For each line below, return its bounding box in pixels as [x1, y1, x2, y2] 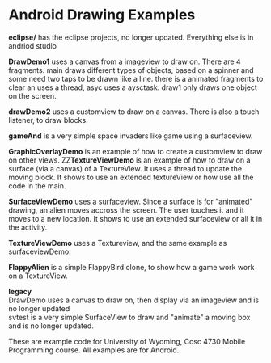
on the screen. [8, 91, 57, 100]
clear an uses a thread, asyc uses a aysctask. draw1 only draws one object [8, 82, 257, 92]
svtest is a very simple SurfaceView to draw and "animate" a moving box [8, 312, 251, 322]
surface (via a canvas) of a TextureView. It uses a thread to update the [8, 163, 243, 173]
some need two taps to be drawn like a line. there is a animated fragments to [8, 74, 264, 83]
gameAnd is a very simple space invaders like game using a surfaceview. [8, 131, 253, 141]
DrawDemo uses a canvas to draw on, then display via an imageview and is [8, 295, 260, 305]
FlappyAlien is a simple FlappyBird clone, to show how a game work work [8, 262, 255, 272]
